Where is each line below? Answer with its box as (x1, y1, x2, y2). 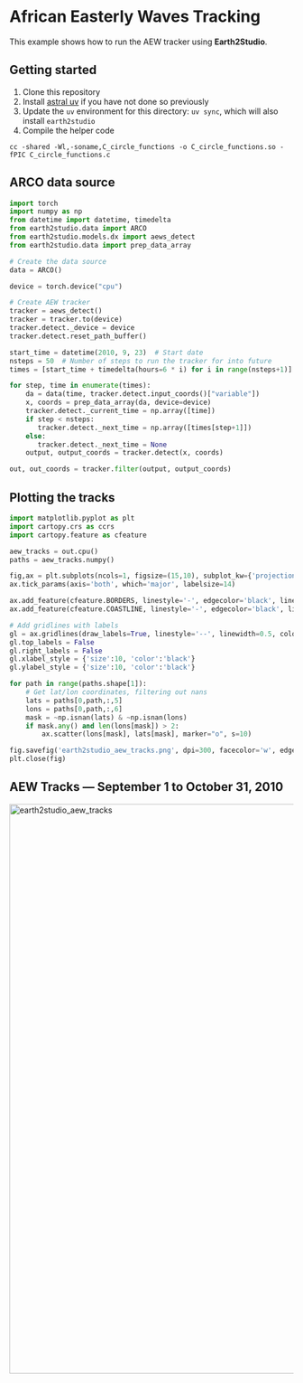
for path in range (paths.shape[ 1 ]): (9, 680, 147, 689)
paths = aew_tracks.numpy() (9, 555, 115, 564)
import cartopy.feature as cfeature (9, 531, 147, 540)
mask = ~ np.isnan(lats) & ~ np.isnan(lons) (25, 712, 188, 722)
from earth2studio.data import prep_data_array (9, 240, 192, 249)
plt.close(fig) (9, 755, 67, 764)
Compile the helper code (22, 125, 115, 136)
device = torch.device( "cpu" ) (9, 282, 124, 291)
